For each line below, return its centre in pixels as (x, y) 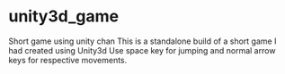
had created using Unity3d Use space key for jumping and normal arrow (142, 50)
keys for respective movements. (68, 60)
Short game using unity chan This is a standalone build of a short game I (142, 41)
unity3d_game (63, 16)
